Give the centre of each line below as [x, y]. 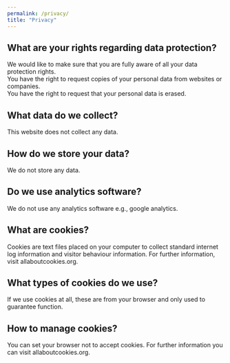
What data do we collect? [63, 115]
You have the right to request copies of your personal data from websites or [115, 79]
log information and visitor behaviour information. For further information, [111, 254]
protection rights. [32, 72]
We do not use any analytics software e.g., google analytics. [93, 208]
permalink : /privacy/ [38, 13]
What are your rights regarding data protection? [112, 48]
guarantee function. [35, 307]
